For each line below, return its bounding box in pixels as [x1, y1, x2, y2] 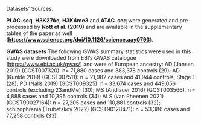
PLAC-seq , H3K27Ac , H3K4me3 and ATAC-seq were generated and [6, 17, 179, 24]
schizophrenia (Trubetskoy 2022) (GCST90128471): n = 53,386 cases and [6, 106, 190, 112]
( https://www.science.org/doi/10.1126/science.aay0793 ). [6, 36, 154, 43]
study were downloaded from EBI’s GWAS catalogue [6, 54, 137, 61]
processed [6, 24, 33, 30]
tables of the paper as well [6, 30, 72, 37]
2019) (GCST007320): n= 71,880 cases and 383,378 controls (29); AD [6, 67, 180, 74]
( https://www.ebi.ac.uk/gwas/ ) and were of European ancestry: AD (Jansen [6, 60, 194, 68]
